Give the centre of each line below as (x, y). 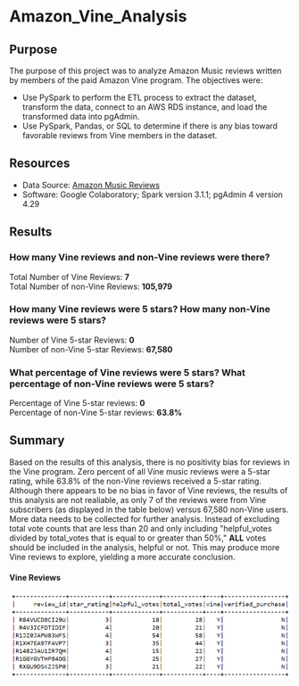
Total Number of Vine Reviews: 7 (69, 277)
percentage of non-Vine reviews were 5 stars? (112, 384)
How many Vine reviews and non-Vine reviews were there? (140, 258)
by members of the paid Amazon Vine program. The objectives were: (136, 80)
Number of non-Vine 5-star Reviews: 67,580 (91, 349)
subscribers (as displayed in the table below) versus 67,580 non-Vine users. (149, 509)
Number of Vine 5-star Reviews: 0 (72, 340)
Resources (40, 164)
